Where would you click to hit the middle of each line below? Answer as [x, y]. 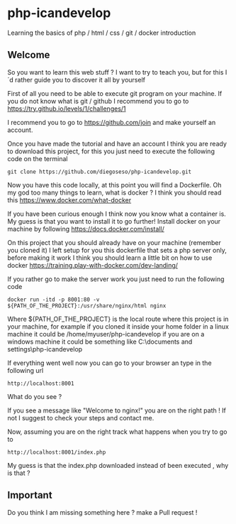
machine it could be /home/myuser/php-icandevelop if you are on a [106, 334]
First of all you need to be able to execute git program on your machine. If [115, 93]
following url [26, 370]
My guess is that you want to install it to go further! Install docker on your [114, 221]
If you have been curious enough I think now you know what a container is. [117, 214]
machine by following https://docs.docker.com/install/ [86, 229]
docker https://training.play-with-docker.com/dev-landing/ [93, 265]
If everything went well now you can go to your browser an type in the [109, 363]
